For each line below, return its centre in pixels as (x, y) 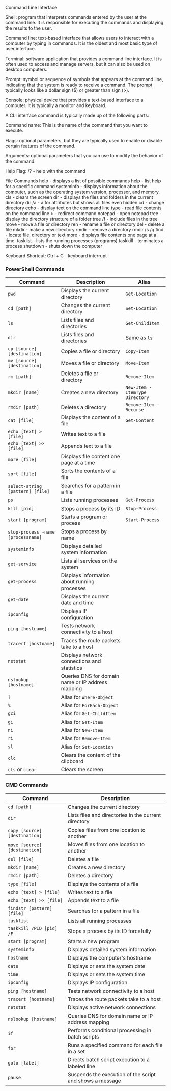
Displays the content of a (91, 417)
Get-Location (141, 294)
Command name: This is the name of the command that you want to (76, 125)
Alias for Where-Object (87, 697)
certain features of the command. (40, 146)
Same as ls (139, 338)
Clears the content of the (91, 755)
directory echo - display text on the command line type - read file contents (83, 208)
